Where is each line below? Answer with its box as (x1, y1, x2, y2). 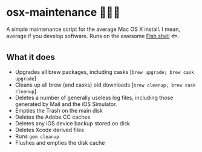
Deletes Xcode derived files (15, 126, 85, 133)
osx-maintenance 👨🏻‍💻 (6, 5, 121, 19)
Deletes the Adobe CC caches (15, 113, 91, 121)
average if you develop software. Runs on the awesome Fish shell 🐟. (6, 32, 180, 39)
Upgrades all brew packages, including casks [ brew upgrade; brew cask (15, 68, 195, 75)
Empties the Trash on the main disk (15, 107, 103, 114)
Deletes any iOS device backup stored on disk (15, 119, 130, 127)
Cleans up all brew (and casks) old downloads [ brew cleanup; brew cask (15, 81, 196, 88)
